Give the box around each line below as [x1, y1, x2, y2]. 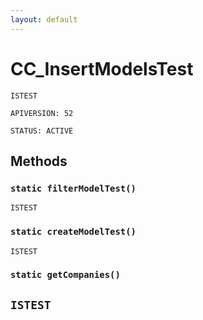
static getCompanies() [10, 269, 121, 281]
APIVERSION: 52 [10, 108, 74, 118]
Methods [10, 152, 68, 170]
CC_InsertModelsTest [10, 57, 194, 80]
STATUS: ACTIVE [10, 126, 74, 136]
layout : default [10, 14, 78, 25]
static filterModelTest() [10, 182, 137, 194]
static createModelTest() [10, 226, 137, 238]
